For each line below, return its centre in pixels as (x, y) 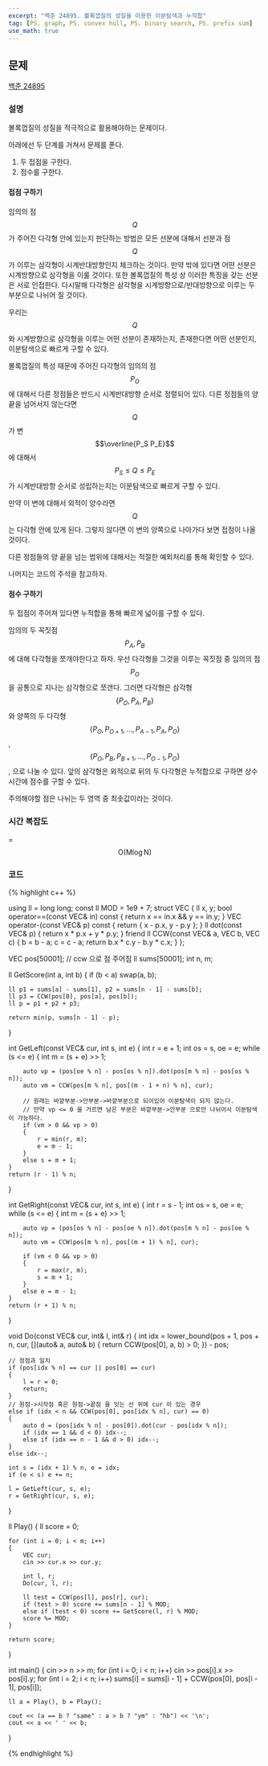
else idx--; (28, 1454)
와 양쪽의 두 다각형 (37, 715)
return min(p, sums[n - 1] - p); (64, 1018)
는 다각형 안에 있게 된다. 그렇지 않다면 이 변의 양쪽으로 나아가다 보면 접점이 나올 (132, 530)
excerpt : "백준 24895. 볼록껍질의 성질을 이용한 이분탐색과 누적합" (108, 16)
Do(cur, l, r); (48, 1584)
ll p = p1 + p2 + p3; (45, 1004)
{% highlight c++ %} (42, 892)
